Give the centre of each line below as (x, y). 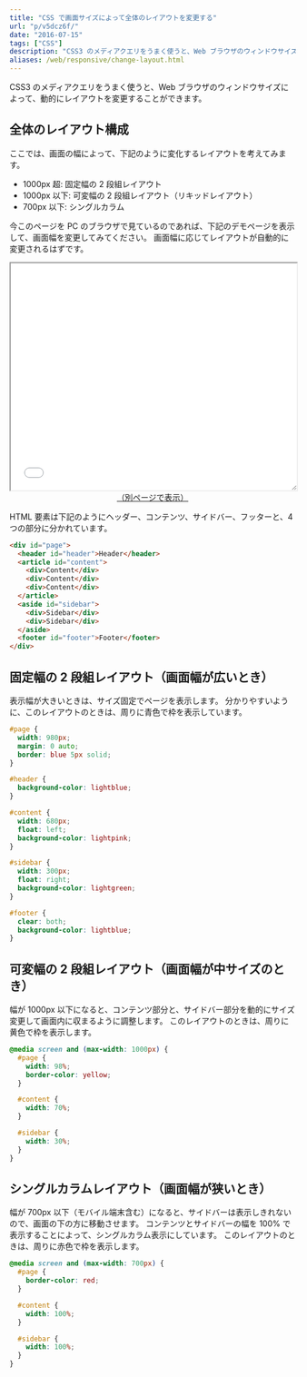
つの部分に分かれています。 (61, 528)
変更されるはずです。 (49, 248)
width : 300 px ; (44, 872)
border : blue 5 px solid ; (64, 755)
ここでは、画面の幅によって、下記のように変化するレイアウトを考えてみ (144, 153)
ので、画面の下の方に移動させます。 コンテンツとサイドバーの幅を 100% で (150, 1223)
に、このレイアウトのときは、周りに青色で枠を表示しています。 (128, 712)
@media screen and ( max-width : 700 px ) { (87, 1263)
